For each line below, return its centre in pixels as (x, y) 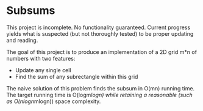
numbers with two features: (41, 58)
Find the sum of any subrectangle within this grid (77, 76)
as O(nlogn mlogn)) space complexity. (54, 101)
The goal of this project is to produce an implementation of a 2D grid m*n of (101, 52)
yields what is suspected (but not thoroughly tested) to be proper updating (100, 33)
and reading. (22, 40)
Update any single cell (43, 70)
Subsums (31, 11)
